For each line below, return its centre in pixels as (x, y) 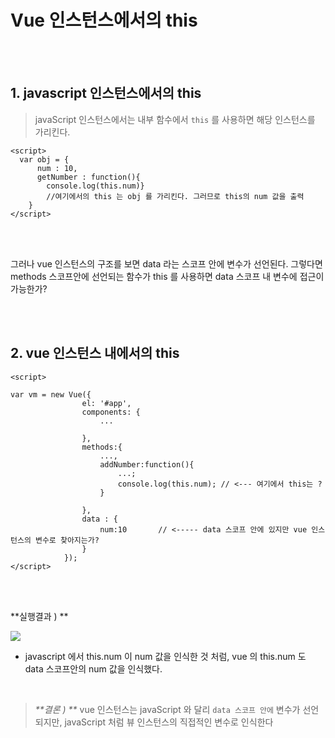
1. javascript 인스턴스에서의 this (106, 93)
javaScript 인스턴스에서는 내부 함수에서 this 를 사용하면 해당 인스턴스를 (175, 119)
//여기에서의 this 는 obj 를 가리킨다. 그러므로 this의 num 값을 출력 (175, 196)
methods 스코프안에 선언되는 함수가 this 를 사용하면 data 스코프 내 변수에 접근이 (167, 276)
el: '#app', (106, 403)
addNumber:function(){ (147, 464)
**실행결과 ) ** (39, 616)
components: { (111, 412)
